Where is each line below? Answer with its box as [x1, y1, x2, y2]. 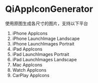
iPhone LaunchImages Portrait [12, 41, 75, 46]
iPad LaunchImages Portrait [12, 51, 70, 57]
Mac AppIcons [12, 62, 42, 68]
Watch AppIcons [12, 67, 47, 73]
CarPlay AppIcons [12, 72, 50, 78]
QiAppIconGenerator [5, 3, 94, 15]
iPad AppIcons [12, 46, 43, 52]
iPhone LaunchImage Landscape [12, 36, 80, 41]
